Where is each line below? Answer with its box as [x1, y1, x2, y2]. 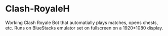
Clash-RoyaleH [5, 3, 70, 14]
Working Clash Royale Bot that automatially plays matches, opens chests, [5, 19, 158, 25]
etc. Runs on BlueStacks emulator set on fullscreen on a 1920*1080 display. [5, 24, 163, 30]
